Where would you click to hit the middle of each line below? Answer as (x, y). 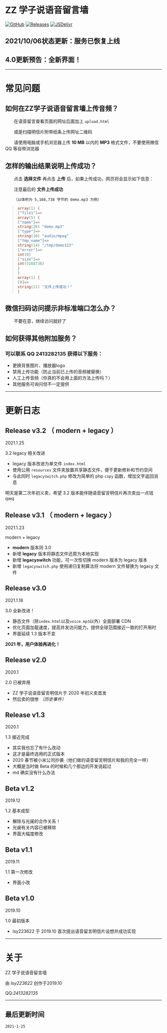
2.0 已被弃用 (18, 682)
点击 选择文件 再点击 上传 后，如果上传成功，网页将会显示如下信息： (84, 178)
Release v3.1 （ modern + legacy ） (60, 515)
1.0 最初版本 (17, 921)
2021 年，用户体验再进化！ (33, 644)
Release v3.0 (26, 588)
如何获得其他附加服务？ (41, 338)
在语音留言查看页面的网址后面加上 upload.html (62, 121)
